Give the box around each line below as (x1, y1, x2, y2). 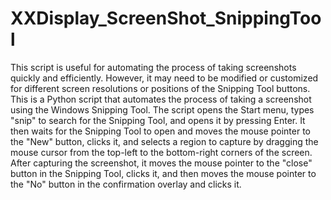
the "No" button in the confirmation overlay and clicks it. (10, 178, 242, 190)
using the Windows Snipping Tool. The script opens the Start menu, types (10, 103, 315, 116)
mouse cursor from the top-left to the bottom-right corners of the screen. (10, 146, 313, 158)
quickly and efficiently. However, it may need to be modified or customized (10, 72, 319, 84)
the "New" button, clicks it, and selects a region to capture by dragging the (10, 135, 319, 147)
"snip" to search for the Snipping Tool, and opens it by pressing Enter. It (10, 114, 306, 126)
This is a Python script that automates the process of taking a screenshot (10, 93, 312, 105)
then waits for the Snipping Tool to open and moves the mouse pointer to (10, 125, 311, 137)
